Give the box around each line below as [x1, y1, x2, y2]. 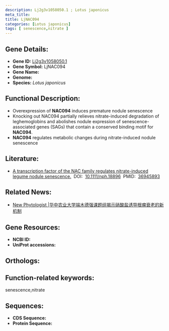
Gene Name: [12, 69, 39, 75]
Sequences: [5, 301, 44, 310]
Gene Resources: [5, 223, 60, 232]
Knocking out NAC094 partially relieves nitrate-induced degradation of [12, 113, 159, 119]
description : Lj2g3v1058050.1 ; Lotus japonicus [5, 7, 109, 13]
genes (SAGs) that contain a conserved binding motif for [36, 124, 153, 130]
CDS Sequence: [12, 315, 47, 321]
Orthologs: [5, 256, 40, 265]
